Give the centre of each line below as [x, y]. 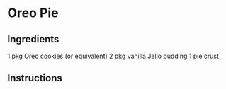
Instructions [35, 78]
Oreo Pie [33, 13]
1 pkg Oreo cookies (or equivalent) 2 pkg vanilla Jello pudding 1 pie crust [113, 56]
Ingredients [33, 39]
